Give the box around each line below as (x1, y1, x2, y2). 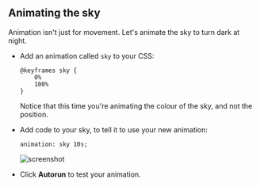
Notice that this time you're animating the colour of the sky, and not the (19, 101, 253, 110)
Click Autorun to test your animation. (19, 170, 141, 179)
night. (8, 36, 28, 45)
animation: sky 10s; (19, 140, 88, 148)
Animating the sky (8, 6, 101, 20)
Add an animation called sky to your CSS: (19, 51, 155, 60)
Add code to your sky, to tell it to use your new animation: (19, 124, 208, 134)
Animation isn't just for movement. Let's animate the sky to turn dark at (8, 27, 240, 36)
